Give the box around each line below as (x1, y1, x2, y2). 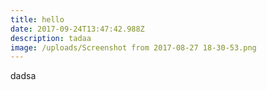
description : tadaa (10, 33, 92, 43)
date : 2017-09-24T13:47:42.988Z (10, 24, 145, 34)
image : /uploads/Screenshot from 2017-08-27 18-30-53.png (10, 42, 257, 53)
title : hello (10, 14, 65, 25)
